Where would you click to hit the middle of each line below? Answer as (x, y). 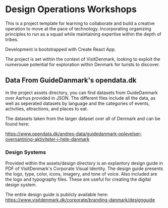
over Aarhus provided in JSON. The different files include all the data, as (80, 98)
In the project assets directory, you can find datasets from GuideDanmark (81, 93)
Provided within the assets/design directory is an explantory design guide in (84, 163)
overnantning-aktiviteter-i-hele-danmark (47, 139)
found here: (17, 124)
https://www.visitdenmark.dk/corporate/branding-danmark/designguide (80, 200)
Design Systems (26, 152)
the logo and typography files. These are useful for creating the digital (78, 179)
